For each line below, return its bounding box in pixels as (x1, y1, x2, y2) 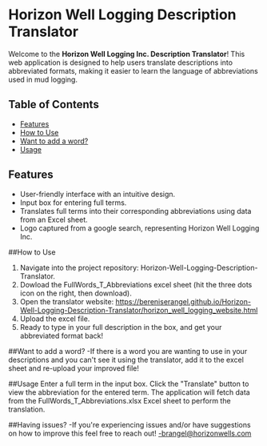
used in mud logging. (8, 74, 78, 84)
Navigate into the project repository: (19, 263, 139, 272)
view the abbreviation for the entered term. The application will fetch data (8, 387, 250, 397)
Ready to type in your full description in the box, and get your (19, 322, 222, 331)
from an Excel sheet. (19, 215, 88, 224)
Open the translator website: (19, 296, 114, 306)
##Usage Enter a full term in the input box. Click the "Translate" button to (8, 379, 249, 388)
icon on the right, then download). (19, 288, 132, 298)
